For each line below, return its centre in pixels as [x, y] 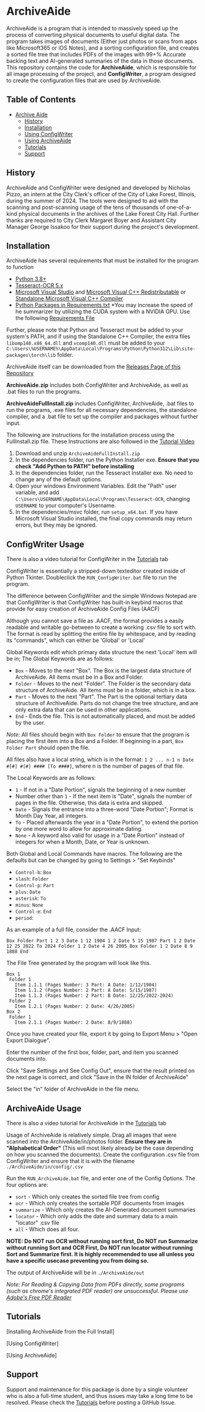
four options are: [27, 1185]
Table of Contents [41, 100]
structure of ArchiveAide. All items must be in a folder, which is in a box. [106, 690]
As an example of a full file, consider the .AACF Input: [74, 929]
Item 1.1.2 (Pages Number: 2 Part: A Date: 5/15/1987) [86, 990]
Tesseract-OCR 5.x [39, 286]
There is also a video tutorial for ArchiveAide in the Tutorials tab [87, 1123]
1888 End [17, 952]
